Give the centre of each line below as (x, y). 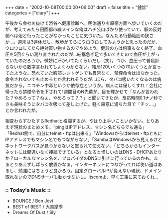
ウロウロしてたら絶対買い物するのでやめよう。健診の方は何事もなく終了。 (82, 48)
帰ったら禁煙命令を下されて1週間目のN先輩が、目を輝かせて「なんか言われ (82, 92)
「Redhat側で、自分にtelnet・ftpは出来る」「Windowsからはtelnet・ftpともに (84, 133)
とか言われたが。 (23, 110)
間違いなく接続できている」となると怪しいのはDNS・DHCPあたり (94, 152)
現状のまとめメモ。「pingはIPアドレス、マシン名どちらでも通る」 (80, 127)
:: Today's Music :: (28, 190)
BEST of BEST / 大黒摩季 (38, 207)
